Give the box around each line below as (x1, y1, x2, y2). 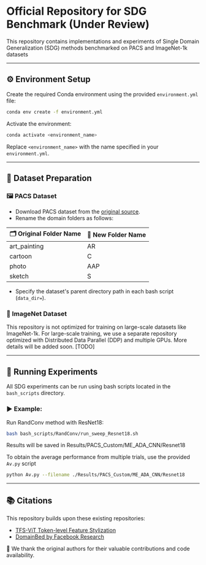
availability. (6, 552, 35, 559)
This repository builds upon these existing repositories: (6, 515, 145, 522)
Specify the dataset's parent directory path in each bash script (15, 288, 174, 295)
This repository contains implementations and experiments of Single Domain (6, 37, 199, 45)
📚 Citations (6, 495, 53, 505)
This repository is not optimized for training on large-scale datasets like (6, 323, 187, 331)
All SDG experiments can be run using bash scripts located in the (6, 383, 171, 390)
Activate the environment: (6, 120, 72, 127)
